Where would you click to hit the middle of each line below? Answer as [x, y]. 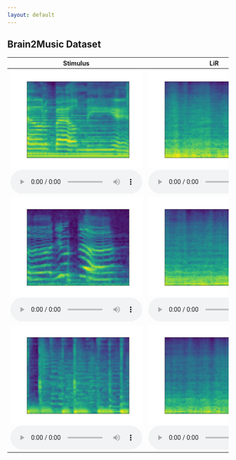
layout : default [31, 15]
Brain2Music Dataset [54, 45]
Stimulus [76, 63]
